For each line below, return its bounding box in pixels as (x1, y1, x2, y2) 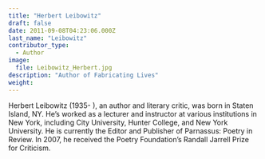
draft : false (8, 19, 52, 27)
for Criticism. (8, 143, 51, 153)
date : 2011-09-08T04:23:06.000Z (8, 26, 116, 34)
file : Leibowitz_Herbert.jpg (15, 64, 113, 72)
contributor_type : (8, 42, 69, 50)
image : (8, 57, 30, 65)
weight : (8, 78, 34, 86)
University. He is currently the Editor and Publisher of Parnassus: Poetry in (8, 125, 253, 136)
